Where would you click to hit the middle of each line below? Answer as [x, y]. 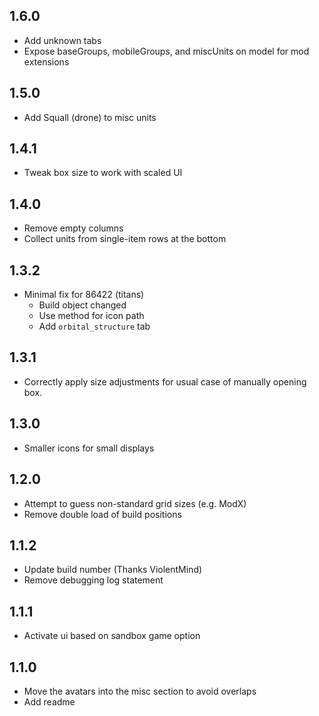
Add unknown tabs [62, 40]
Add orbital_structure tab [94, 326]
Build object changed [82, 305]
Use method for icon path [91, 316]
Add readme [49, 701]
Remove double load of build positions [102, 514]
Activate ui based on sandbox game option [112, 636]
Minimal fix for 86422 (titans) [84, 295]
